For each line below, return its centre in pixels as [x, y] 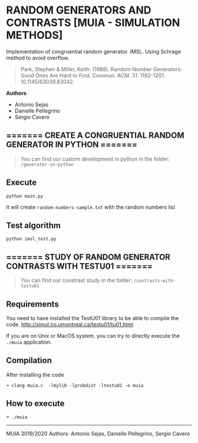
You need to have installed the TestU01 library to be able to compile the [93, 318]
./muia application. [29, 342]
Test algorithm [33, 225]
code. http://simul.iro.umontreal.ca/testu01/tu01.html [70, 324]
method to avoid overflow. [38, 58]
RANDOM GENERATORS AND [79, 10]
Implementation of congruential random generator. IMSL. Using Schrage [94, 51]
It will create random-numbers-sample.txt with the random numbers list [91, 207]
